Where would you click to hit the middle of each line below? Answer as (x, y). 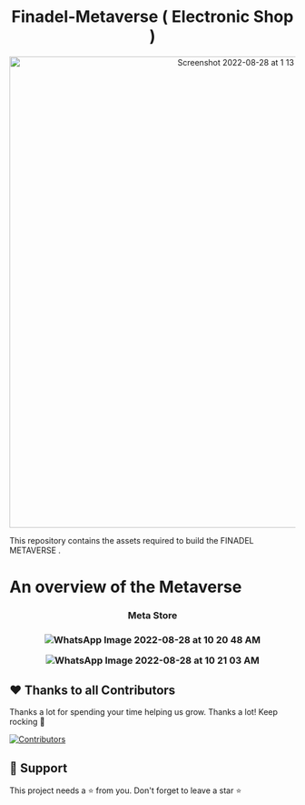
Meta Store (152, 616)
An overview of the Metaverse (126, 587)
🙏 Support (39, 768)
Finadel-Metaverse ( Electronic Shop (152, 17)
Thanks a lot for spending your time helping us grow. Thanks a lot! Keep (144, 712)
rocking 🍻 (27, 722)
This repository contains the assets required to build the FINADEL (132, 540)
